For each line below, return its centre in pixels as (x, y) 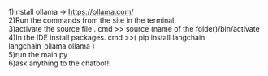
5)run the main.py (38, 55)
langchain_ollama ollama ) (52, 46)
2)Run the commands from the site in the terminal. (93, 20)
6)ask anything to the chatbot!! (60, 63)
